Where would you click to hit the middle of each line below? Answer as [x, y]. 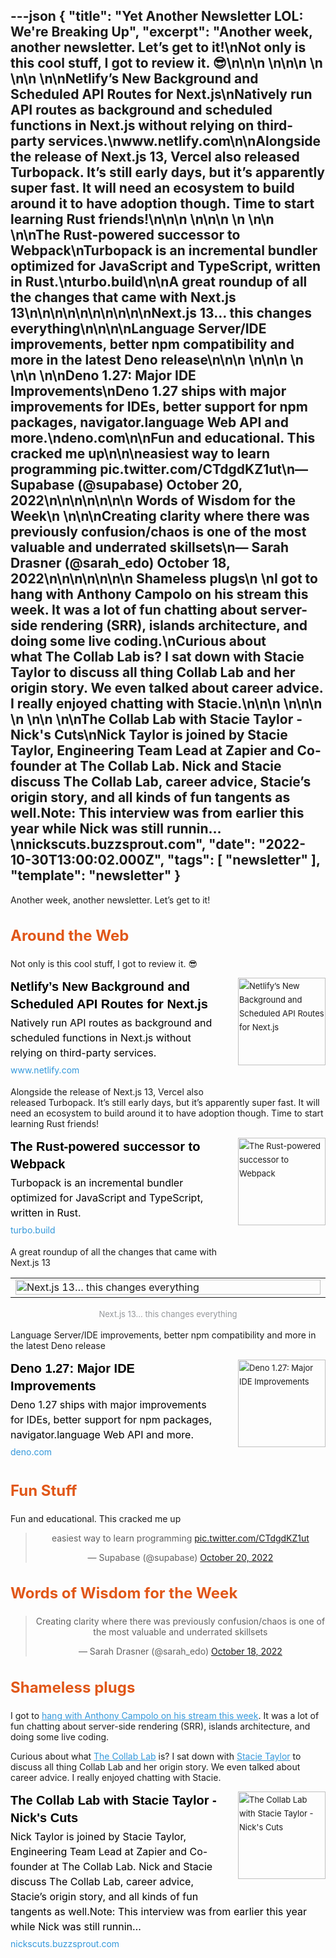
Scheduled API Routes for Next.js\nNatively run [161, 94]
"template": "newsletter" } [96, 875]
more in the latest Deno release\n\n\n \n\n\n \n [157, 360]
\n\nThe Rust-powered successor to [125, 235]
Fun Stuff [44, 1490]
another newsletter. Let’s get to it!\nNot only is [158, 47]
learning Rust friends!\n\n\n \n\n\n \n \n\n [142, 219]
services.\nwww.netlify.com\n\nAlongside [185, 141]
